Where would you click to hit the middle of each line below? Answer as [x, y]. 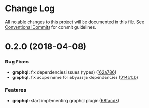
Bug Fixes [17, 62]
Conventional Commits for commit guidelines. [50, 27]
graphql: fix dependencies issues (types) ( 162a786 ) [64, 72]
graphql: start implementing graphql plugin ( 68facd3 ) [66, 100]
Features [16, 90]
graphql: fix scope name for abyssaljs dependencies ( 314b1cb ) [75, 77]
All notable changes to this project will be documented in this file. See [75, 22]
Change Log [30, 8]
